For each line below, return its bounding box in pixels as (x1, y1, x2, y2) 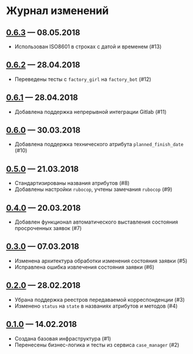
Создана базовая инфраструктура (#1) (14, 335, 111, 342)
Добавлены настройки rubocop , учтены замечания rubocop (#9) (14, 186, 172, 193)
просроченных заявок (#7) (14, 225, 82, 232)
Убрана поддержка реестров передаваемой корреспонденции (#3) (14, 296, 185, 303)
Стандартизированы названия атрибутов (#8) (14, 180, 130, 187)
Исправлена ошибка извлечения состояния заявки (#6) (14, 263, 154, 271)
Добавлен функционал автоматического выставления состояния (14, 218, 178, 225)
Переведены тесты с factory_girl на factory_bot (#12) (14, 75, 151, 83)
